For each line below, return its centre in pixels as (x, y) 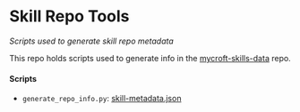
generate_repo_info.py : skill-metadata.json (102, 99)
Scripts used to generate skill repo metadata (92, 41)
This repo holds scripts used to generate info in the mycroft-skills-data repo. (150, 58)
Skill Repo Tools (69, 16)
